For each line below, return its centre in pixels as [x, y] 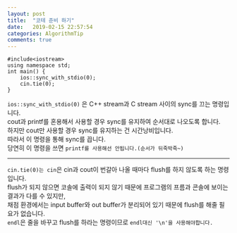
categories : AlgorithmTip [45, 33]
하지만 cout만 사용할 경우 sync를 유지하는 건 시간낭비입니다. [90, 130]
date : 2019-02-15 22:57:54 [50, 27]
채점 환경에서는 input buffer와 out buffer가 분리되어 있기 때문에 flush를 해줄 [113, 205]
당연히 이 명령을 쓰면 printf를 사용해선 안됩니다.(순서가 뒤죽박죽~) [96, 148]
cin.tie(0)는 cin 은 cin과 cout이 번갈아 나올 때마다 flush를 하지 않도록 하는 [112, 170]
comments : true [30, 40]
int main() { [26, 72]
